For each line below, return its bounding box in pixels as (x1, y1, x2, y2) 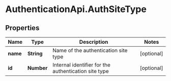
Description (79, 39, 108, 45)
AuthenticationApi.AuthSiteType (5, 4, 147, 15)
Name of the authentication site (52, 47, 128, 54)
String (27, 50, 43, 57)
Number (27, 64, 48, 71)
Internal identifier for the (52, 61, 110, 68)
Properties (5, 24, 40, 32)
